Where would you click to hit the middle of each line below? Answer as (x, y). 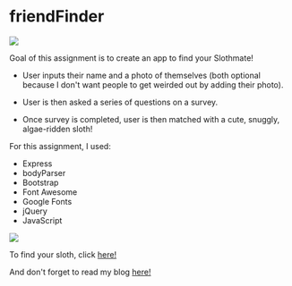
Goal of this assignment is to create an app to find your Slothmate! (131, 58)
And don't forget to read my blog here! (80, 272)
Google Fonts (47, 201)
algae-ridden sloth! (57, 129)
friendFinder (57, 17)
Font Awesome (50, 192)
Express (37, 164)
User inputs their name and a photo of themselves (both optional (142, 75)
